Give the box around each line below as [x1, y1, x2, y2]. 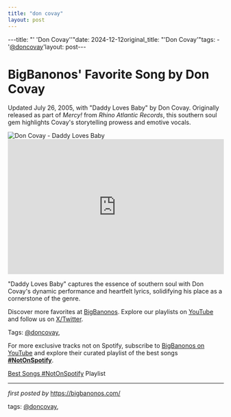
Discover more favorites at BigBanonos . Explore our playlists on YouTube [8, 308, 214, 316]
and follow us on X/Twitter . [8, 315, 84, 323]
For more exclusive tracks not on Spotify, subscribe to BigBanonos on [8, 342, 205, 350]
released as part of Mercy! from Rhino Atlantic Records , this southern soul [8, 111, 217, 119]
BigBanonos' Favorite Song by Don [8, 67, 210, 82]
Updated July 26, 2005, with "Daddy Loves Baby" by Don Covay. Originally [8, 104, 219, 112]
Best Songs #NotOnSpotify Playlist [8, 370, 106, 378]
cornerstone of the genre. [8, 294, 81, 302]
